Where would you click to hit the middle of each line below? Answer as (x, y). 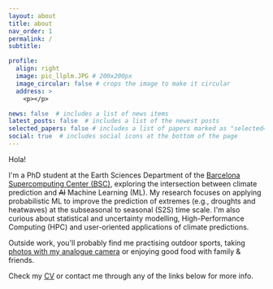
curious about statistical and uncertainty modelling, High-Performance (127, 218)
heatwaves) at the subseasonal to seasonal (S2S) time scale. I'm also (124, 209)
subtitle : (25, 46)
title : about (30, 24)
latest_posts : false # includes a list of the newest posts (114, 121)
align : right (38, 69)
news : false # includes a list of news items (89, 114)
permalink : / (30, 39)
